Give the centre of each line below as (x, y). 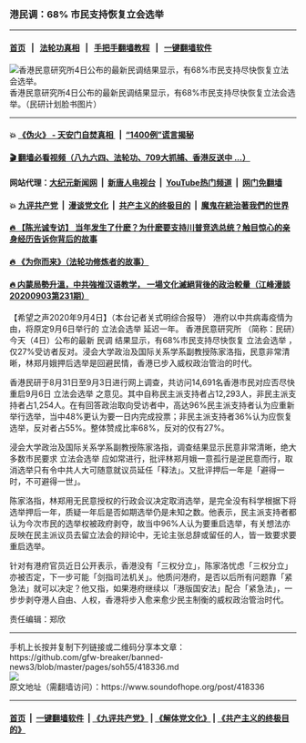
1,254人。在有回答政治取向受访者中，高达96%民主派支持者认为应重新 (164, 405)
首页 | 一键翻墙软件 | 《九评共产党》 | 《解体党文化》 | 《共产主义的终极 (146, 718)
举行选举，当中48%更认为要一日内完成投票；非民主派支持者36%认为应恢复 (151, 417)
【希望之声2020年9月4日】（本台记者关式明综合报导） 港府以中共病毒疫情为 (151, 318)
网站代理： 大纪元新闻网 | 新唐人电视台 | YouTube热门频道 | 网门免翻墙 (146, 183)
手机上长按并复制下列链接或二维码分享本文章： (97, 647)
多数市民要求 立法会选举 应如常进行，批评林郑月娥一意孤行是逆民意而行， (147, 459)
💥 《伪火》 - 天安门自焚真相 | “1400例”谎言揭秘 (102, 135)
